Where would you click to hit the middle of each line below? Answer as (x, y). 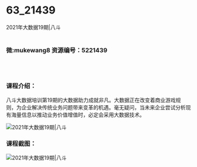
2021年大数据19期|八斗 (33, 27)
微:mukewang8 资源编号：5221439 (57, 50)
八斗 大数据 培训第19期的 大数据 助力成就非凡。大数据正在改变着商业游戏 (91, 100)
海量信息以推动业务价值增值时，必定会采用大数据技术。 (78, 115)
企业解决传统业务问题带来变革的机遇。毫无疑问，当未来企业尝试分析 (103, 107)
